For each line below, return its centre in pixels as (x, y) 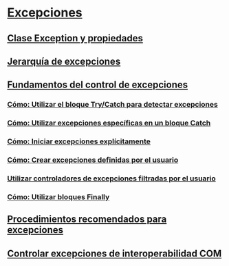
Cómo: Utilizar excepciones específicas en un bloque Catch (109, 123)
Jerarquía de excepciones (64, 61)
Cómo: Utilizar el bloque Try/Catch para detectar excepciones (112, 105)
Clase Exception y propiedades (75, 38)
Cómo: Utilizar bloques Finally (58, 196)
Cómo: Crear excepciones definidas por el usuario (93, 160)
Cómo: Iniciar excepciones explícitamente (79, 141)
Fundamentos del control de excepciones (97, 85)
